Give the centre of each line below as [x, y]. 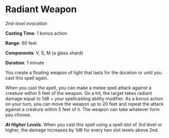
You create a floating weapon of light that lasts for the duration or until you [83, 73]
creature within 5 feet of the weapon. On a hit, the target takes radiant [79, 93]
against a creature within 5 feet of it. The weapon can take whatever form [82, 109]
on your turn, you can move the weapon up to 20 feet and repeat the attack [84, 104]
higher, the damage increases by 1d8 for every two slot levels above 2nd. [82, 130]
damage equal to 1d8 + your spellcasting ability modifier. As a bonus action [84, 98]
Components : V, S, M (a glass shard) [44, 53]
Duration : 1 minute [25, 62]
